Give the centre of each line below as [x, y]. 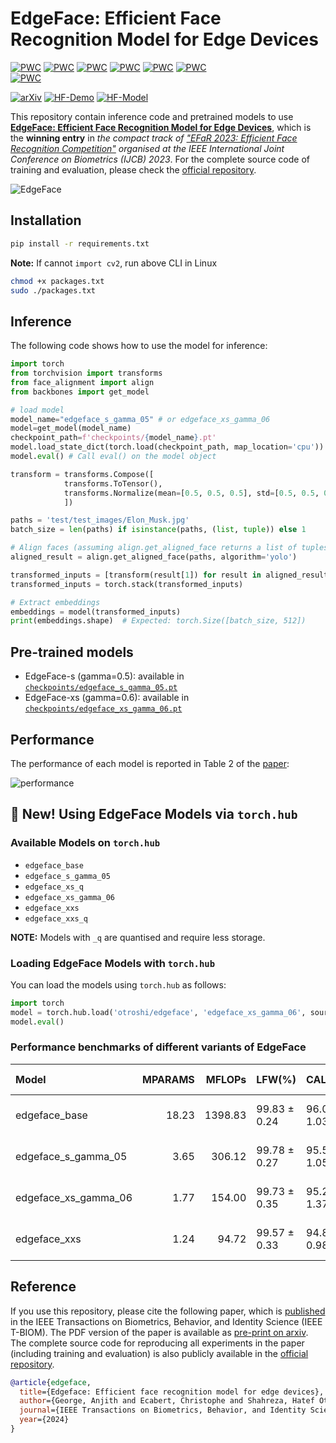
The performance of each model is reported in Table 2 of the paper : [150, 763]
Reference [43, 1287]
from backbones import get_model [80, 392]
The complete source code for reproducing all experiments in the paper [157, 1343]
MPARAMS [168, 1079]
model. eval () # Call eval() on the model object [113, 457]
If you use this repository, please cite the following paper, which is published [168, 1311]
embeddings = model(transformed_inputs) [96, 612]
